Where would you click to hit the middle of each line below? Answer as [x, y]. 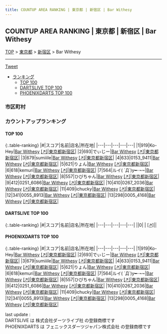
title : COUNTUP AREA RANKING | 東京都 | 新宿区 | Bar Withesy [69, 10]
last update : [18, 314]
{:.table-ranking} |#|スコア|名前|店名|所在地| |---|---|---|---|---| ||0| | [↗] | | [81, 225]
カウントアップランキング [36, 122]
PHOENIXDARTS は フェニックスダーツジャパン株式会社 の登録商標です [78, 327]
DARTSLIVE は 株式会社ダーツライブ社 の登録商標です [60, 320]
